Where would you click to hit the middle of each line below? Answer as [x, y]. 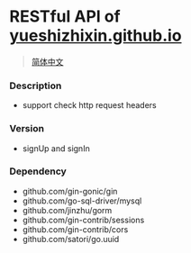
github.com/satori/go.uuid [71, 239]
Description [36, 86]
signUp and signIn [56, 148]
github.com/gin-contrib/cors [75, 229]
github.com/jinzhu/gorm [67, 210]
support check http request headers [89, 105]
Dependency [38, 171]
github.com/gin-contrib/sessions [83, 220]
